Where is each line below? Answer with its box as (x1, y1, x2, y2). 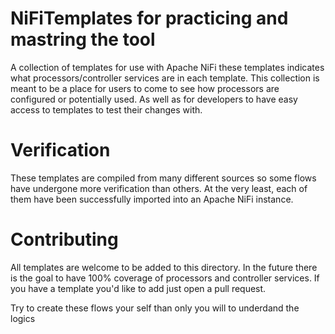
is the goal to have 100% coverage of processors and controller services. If (10, 272, 320, 284)
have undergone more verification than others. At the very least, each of (10, 182, 308, 194)
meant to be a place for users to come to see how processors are (10, 82, 280, 94)
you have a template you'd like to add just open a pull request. (10, 282, 267, 294)
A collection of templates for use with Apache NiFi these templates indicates (10, 61, 325, 73)
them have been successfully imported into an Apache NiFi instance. (10, 193, 294, 205)
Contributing (10, 228, 119, 251)
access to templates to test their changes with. (10, 103, 203, 116)
